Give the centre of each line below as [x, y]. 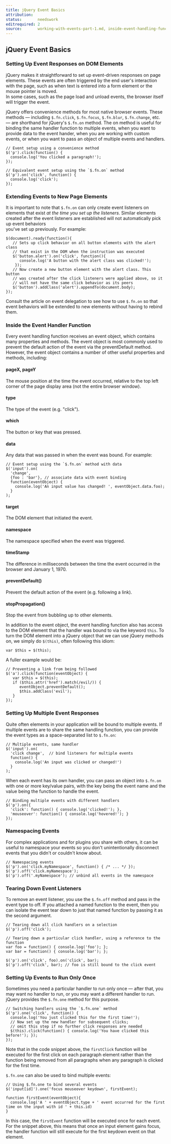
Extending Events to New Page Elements [57, 196]
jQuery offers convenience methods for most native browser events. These [84, 112]
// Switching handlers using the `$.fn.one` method [61, 1009]
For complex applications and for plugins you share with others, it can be [82, 842]
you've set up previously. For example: [46, 229]
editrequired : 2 [23, 24]
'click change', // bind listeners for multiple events [72, 753]
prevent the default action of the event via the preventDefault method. [79, 347]
